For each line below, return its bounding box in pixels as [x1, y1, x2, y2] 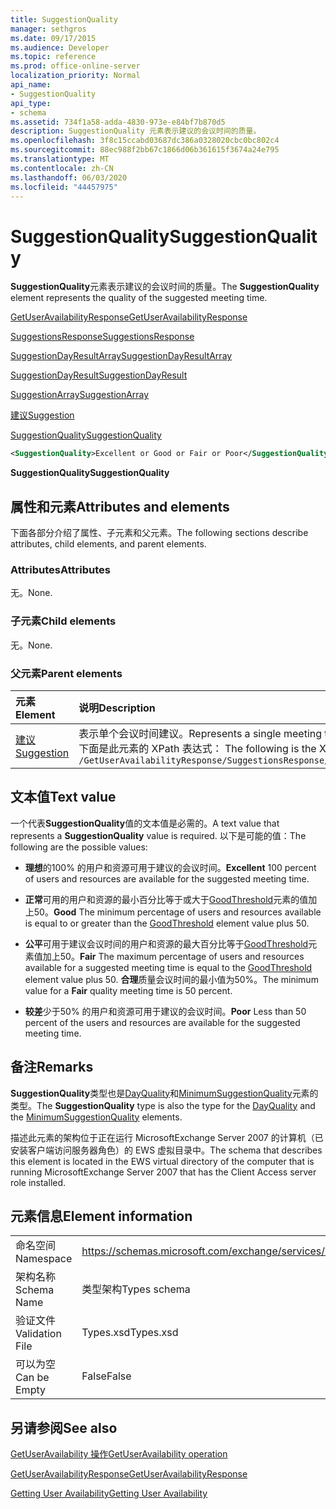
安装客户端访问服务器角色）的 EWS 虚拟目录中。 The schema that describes [10, 1144, 323, 1156]
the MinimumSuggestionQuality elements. [10, 1111, 183, 1123]
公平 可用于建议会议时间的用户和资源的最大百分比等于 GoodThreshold [24, 937, 309, 950]
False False [81, 1369, 132, 1383]
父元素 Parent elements [10, 666, 123, 680]
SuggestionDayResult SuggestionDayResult [10, 369, 188, 381]
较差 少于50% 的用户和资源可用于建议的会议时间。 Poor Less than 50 [24, 1005, 307, 1017]
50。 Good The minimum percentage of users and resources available [33, 906, 322, 918]
